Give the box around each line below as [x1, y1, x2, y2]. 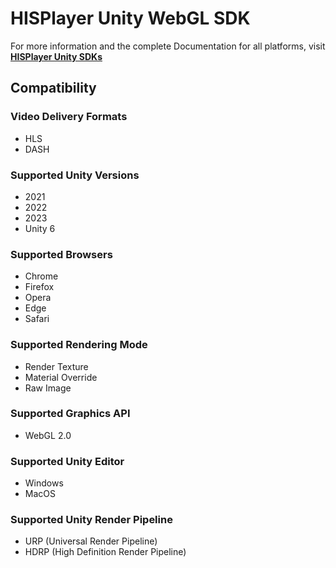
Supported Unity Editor [10, 454, 125, 468]
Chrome [24, 270, 59, 282]
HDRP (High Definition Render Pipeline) [24, 546, 187, 558]
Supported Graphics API [10, 407, 131, 421]
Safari [24, 313, 50, 325]
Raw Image [24, 382, 72, 394]
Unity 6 [24, 222, 56, 234]
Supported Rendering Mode [10, 338, 148, 352]
